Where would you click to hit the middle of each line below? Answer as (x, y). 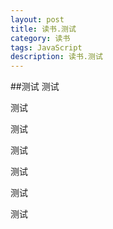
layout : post (37, 19)
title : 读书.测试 (43, 29)
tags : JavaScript (46, 47)
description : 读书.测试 (56, 57)
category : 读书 (40, 38)
